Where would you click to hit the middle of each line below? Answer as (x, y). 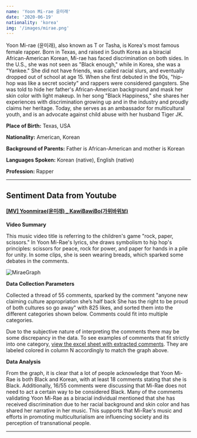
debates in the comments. (38, 261)
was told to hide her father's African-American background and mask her (95, 89)
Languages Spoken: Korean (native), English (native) (70, 160)
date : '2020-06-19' (30, 17)
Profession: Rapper (30, 172)
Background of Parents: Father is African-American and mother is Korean (95, 149)
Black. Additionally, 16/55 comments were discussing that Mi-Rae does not (96, 385)
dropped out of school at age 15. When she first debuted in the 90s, (88, 77)
